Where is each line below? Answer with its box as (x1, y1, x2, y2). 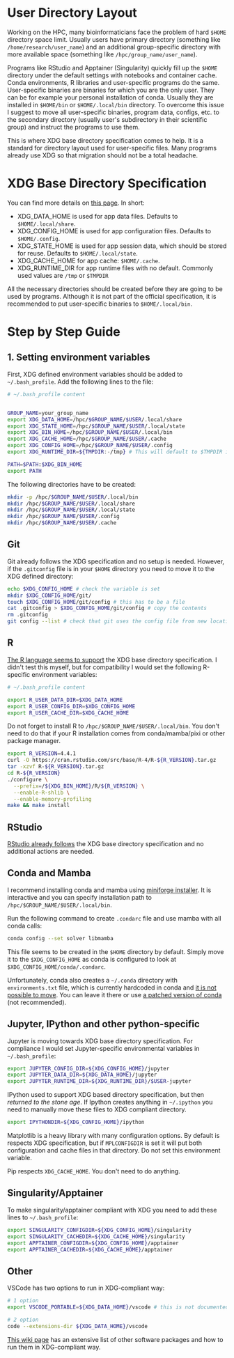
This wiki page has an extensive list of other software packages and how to (7, 1335, 224, 1343)
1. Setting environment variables (7, 352, 151, 364)
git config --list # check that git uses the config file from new (7, 618, 208, 625)
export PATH (7, 467, 42, 474)
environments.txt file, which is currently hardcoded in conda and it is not (7, 983, 217, 992)
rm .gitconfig (7, 611, 49, 618)
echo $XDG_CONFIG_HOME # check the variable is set (7, 585, 160, 593)
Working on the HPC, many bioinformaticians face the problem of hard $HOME (7, 28, 226, 36)
